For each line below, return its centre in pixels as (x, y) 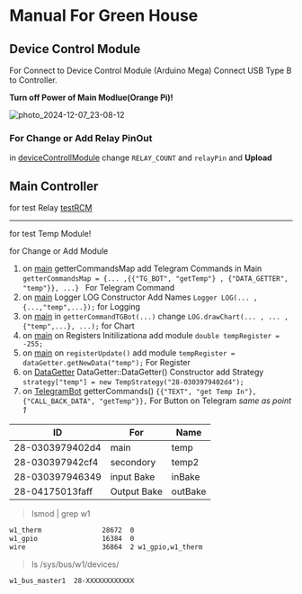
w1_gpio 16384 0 (72, 538)
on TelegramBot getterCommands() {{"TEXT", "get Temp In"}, (139, 391)
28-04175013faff (53, 491)
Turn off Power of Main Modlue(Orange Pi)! (91, 97)
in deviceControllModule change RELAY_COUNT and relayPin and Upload (141, 157)
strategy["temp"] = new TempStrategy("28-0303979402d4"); (133, 382)
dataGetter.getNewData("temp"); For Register (107, 363)
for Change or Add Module (59, 251)
